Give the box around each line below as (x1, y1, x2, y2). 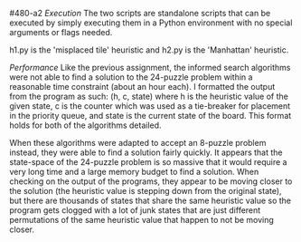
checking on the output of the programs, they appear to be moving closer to (9, 176, 293, 187)
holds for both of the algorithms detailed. (9, 120, 162, 131)
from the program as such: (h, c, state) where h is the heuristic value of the (9, 91, 289, 102)
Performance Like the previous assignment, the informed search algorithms (9, 63, 291, 73)
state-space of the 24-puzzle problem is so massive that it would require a (9, 157, 287, 167)
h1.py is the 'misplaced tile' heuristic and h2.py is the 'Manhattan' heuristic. (9, 44, 289, 55)
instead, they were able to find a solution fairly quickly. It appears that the (9, 147, 283, 158)
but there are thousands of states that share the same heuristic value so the (9, 195, 292, 206)
